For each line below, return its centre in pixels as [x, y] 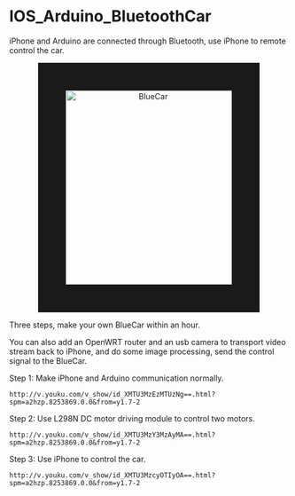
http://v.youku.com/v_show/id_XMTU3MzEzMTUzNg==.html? [113, 394]
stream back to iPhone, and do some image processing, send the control [142, 351]
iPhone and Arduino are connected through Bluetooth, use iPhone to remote [147, 41]
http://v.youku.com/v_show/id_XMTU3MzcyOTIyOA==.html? [113, 475]
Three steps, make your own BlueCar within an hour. [105, 325]
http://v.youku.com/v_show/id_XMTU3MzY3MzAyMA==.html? [113, 435]
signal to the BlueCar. [48, 360]
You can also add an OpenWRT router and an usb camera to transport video [147, 342]
